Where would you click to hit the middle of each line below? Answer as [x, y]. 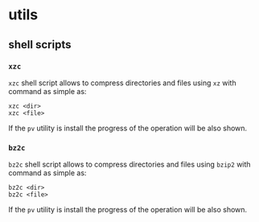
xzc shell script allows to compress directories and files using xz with [122, 83]
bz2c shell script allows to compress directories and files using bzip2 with [129, 164]
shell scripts [40, 45]
